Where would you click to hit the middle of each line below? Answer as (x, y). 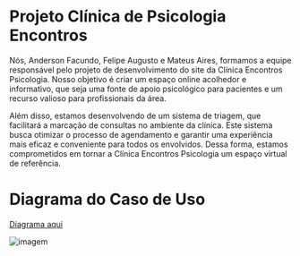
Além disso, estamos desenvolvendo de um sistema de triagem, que (135, 115)
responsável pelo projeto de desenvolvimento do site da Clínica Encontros (146, 70)
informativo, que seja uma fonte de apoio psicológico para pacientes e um (146, 89)
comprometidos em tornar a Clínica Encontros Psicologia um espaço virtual (148, 153)
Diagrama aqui (36, 224)
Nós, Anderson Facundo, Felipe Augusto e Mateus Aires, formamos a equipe (150, 60)
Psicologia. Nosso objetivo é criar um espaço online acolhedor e (128, 79)
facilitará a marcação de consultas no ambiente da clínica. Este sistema (141, 125)
